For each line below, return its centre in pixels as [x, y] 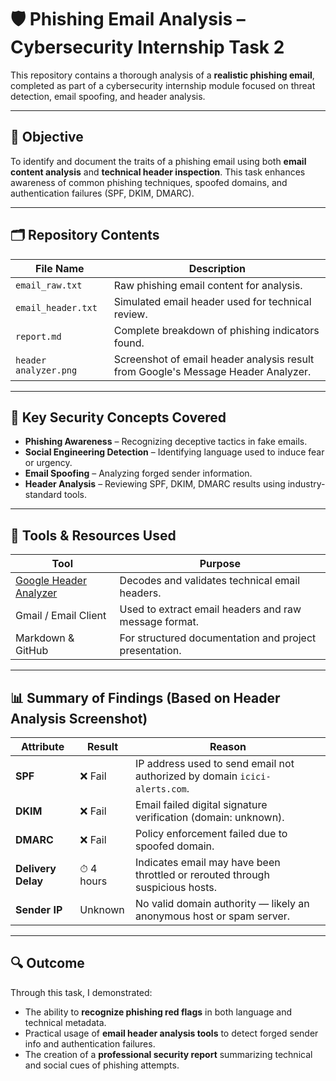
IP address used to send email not [214, 763]
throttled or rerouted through [202, 874]
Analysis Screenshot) [79, 718]
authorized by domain [186, 776]
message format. [159, 622]
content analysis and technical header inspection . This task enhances [158, 172]
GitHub [32, 651]
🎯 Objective [47, 137]
